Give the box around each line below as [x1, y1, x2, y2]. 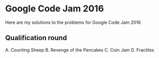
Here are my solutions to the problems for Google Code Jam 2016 [5, 19, 141, 25]
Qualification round [5, 34, 67, 42]
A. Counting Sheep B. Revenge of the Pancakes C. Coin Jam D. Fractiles [5, 47, 154, 53]
